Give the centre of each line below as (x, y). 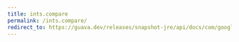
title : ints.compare (38, 14)
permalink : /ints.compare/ (47, 21)
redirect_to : (27, 27)
